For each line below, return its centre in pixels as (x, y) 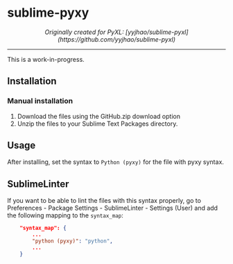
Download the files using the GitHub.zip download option (98, 116)
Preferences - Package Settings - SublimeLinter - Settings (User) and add (113, 208)
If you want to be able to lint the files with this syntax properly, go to (104, 201)
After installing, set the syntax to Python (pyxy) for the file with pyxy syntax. (115, 162)
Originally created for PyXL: (84, 32)
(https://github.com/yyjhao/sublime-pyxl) (116, 39)
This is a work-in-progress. (46, 59)
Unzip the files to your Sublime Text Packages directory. (97, 124)
